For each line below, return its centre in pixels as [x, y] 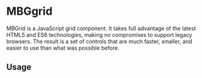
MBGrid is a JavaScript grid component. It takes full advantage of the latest [101, 28]
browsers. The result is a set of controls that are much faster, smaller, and [99, 41]
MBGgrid [30, 11]
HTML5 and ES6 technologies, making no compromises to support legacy [99, 34]
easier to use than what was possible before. [63, 48]
